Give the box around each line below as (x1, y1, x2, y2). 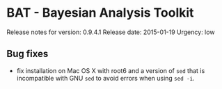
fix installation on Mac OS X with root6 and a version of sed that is (16, 66, 205, 74)
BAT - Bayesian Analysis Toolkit (6, 5, 194, 21)
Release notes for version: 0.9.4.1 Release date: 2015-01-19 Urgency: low (6, 28, 215, 36)
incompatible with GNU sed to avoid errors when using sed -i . (16, 74, 196, 82)
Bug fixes (6, 48, 49, 60)
